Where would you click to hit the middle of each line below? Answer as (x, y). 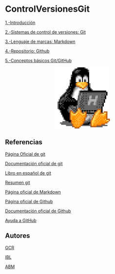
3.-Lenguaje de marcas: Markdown (40, 41)
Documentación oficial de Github (38, 211)
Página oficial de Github (29, 201)
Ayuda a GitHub (21, 220)
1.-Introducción (20, 23)
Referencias (24, 142)
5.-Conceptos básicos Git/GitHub (38, 60)
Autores (18, 236)
